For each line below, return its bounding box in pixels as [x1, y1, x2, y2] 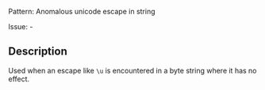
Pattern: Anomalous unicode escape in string [8, 7, 156, 16]
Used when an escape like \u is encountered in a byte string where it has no [8, 66, 257, 75]
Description [8, 45, 67, 58]
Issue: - [8, 22, 33, 31]
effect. [8, 74, 30, 84]
